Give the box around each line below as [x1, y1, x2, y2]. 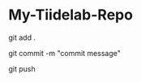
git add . [8, 32, 36, 42]
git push [8, 63, 36, 74]
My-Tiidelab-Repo [8, 6, 134, 24]
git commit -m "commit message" [8, 48, 122, 58]
